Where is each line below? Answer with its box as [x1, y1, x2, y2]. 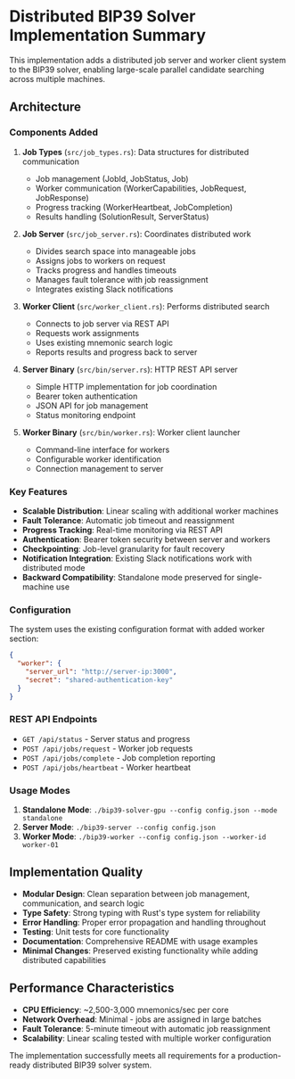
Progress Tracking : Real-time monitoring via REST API [21, 524, 223, 535]
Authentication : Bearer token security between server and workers [21, 533, 271, 545]
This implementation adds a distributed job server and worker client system [9, 54, 287, 65]
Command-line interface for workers [35, 444, 170, 455]
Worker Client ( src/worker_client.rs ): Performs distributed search [21, 301, 270, 311]
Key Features [9, 485, 69, 498]
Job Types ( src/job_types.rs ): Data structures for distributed [21, 146, 250, 157]
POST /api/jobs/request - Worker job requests [21, 743, 193, 754]
